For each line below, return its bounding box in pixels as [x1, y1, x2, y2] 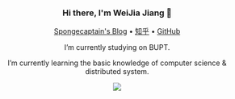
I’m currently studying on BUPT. [64, 43, 170, 52]
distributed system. [85, 67, 149, 76]
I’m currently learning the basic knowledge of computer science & [7, 58, 227, 68]
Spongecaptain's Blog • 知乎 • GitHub [53, 27, 181, 36]
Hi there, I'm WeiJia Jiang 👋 [61, 7, 173, 19]
